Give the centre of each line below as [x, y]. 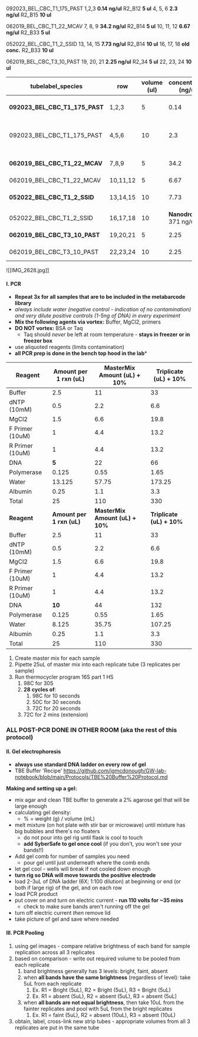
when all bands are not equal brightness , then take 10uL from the [104, 1002]
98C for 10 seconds [56, 696]
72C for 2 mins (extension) [56, 715]
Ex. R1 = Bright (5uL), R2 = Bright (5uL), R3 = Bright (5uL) [101, 990]
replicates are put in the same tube [57, 1028]
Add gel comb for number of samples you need [72, 856]
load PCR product [36, 894]
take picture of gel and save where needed [67, 919]
